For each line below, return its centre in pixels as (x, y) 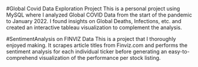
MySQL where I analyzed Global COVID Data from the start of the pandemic (99, 15)
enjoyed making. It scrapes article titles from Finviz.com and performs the (97, 45)
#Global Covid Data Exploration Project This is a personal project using (93, 9)
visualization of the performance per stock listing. (100, 58)
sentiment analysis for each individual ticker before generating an (87, 52)
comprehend (22, 58)
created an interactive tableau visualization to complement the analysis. (94, 27)
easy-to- (179, 52)
